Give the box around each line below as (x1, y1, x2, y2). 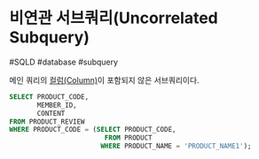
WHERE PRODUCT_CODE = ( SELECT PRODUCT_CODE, (9, 125, 177, 134)
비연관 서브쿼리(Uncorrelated (9, 8, 219, 28)
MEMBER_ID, (36, 101, 77, 110)
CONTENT (36, 109, 66, 117)
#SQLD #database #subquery (9, 57, 118, 67)
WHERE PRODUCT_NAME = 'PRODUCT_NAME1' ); (100, 142, 252, 151)
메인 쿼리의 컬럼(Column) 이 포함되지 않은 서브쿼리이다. (9, 74, 200, 85)
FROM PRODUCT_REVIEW (9, 117, 86, 126)
